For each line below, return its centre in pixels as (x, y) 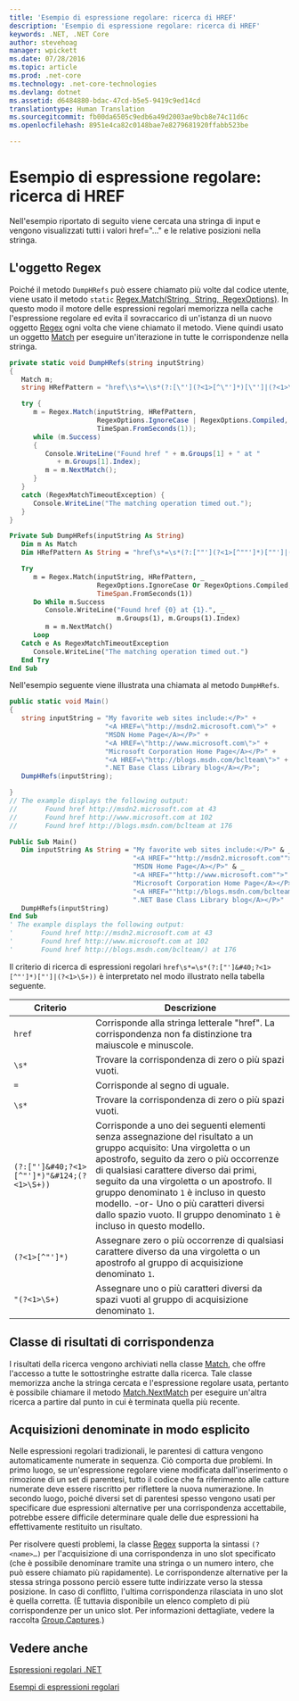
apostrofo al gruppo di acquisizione (170, 1262)
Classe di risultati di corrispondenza (112, 1343)
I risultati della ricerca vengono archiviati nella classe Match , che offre (137, 1364)
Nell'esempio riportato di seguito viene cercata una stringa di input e (135, 220)
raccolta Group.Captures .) (57, 1620)
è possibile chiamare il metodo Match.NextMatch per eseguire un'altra (138, 1392)
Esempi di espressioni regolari (65, 1687)
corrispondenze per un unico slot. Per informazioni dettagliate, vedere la (142, 1611)
